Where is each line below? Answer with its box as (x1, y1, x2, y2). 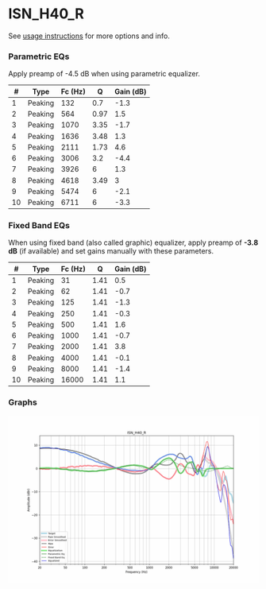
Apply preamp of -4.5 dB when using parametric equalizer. (8, 69, 201, 79)
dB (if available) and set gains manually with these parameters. (8, 246, 214, 256)
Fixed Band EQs (8, 219, 70, 231)
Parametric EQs (8, 51, 70, 62)
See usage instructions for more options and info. (8, 31, 171, 41)
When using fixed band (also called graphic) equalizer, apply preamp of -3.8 (8, 238, 259, 247)
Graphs (8, 397, 37, 408)
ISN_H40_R (8, 5, 85, 23)
